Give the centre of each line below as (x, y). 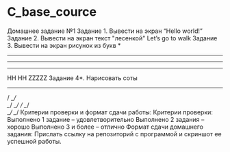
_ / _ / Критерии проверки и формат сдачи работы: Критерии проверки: (110, 112)
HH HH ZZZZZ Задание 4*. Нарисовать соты (73, 78)
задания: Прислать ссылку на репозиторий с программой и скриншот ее (115, 134)
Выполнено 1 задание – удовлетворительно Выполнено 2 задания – (106, 119)
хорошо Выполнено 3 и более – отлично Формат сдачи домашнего (105, 127)
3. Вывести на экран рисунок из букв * (64, 45)
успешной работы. (34, 141)
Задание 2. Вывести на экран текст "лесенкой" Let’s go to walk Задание (112, 38)
